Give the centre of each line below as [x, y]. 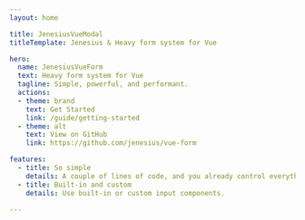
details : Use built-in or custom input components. [125, 193]
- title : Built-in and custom [74, 185]
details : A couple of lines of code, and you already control [146, 176]
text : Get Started [60, 110]
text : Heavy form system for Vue [81, 76]
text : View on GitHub [66, 135]
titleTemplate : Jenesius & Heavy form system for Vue [113, 43]
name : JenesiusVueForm [60, 67]
